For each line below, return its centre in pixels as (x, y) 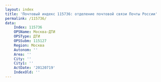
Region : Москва (29, 45)
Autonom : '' (26, 50)
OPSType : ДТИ (27, 37)
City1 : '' (24, 63)
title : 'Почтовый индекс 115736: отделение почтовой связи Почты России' (81, 14)
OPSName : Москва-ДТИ (35, 32)
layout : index (19, 9)
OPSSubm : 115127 (30, 41)
